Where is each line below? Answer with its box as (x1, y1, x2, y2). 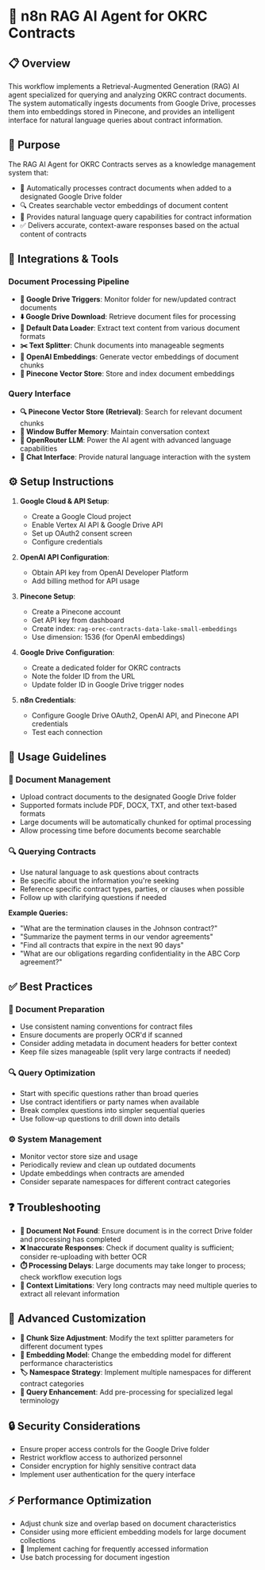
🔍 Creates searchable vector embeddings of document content (19, 200, 229, 210)
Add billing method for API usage (31, 575, 140, 586)
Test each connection (31, 727, 103, 737)
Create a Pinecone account (31, 606, 121, 616)
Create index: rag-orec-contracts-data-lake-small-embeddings (31, 623, 238, 633)
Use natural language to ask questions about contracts (19, 867, 199, 876)
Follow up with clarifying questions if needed (19, 892, 167, 902)
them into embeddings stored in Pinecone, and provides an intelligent (8, 107, 236, 116)
